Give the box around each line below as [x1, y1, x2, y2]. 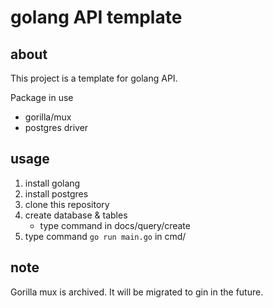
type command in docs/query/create [39, 219, 191, 231]
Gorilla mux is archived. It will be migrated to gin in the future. [10, 286, 264, 298]
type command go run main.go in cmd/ [24, 230, 187, 242]
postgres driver [24, 122, 89, 133]
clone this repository [24, 198, 110, 210]
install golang [24, 177, 81, 189]
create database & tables [24, 209, 128, 221]
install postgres [24, 187, 89, 200]
